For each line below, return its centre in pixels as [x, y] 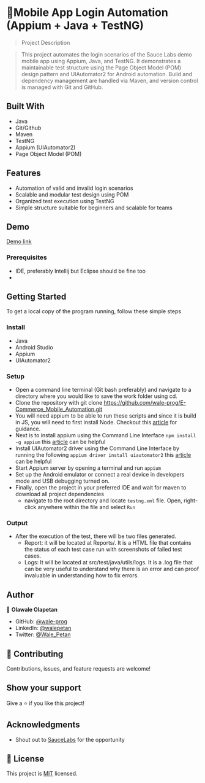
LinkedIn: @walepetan [43, 628]
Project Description [46, 42]
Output [17, 523]
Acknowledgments [43, 725]
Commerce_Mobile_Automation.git [59, 409]
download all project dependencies [59, 494]
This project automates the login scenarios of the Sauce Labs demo [106, 54]
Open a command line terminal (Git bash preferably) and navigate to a [103, 390]
